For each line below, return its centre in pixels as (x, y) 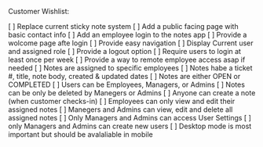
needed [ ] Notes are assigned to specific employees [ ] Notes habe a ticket (130, 68)
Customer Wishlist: (39, 11)
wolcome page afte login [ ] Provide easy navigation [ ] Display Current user (131, 43)
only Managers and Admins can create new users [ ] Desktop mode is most (130, 126)
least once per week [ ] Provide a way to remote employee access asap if (127, 59)
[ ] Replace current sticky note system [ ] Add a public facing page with (123, 26)
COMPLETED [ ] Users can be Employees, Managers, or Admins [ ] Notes (127, 84)
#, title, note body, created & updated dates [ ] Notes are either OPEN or (124, 76)
